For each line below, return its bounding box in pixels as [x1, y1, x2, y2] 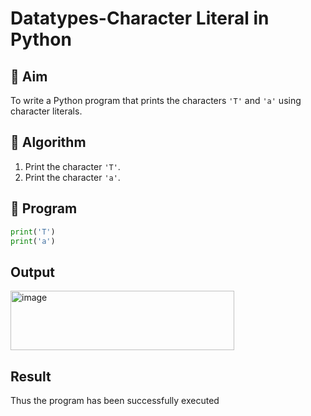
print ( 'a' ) [10, 236, 56, 246]
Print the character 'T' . [24, 160, 121, 172]
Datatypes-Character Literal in [10, 7, 270, 30]
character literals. [10, 105, 83, 117]
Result [10, 368, 52, 385]
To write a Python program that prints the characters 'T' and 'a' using [10, 95, 302, 106]
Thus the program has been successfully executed [10, 395, 220, 406]
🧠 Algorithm [10, 134, 87, 151]
